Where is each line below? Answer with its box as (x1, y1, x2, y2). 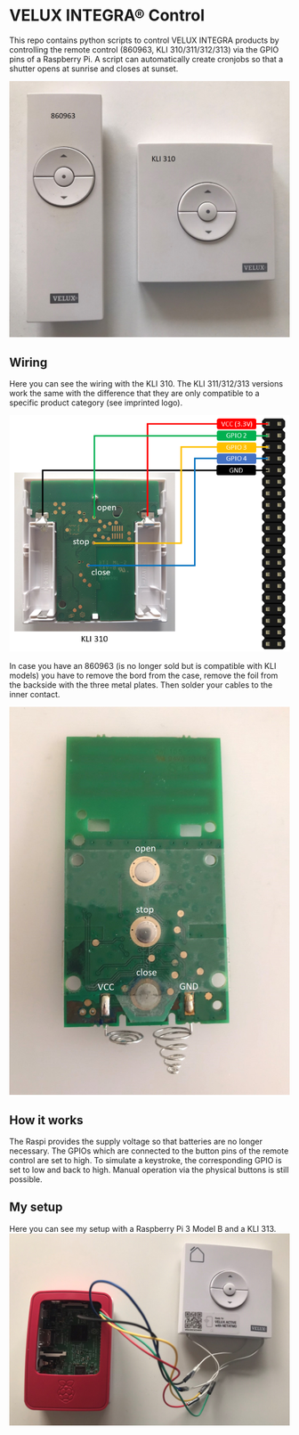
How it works (9, 1113, 84, 1128)
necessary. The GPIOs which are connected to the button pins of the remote (9, 1146, 289, 1156)
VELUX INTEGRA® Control (9, 5, 205, 26)
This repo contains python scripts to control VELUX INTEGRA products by (9, 35, 279, 45)
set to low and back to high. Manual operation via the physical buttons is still (9, 1164, 289, 1175)
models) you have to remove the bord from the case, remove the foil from (9, 670, 279, 681)
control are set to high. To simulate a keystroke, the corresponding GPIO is (9, 1154, 282, 1165)
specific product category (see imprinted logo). (9, 397, 183, 408)
